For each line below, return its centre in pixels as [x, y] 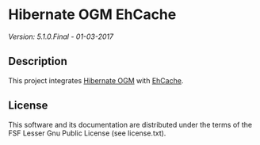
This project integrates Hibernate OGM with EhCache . [96, 80]
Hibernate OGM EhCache [92, 15]
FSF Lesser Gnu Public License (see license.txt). [87, 133]
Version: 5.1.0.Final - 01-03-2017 [61, 36]
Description [38, 61]
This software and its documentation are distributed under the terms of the [130, 124]
